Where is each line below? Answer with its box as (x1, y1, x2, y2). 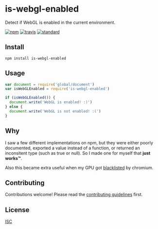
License (5, 206, 30, 214)
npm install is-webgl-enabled (5, 56, 67, 61)
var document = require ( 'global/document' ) (5, 82, 95, 87)
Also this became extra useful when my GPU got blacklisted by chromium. (5, 164, 154, 171)
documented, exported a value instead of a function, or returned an (5, 145, 140, 151)
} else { (5, 105, 23, 109)
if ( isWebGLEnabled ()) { (5, 95, 55, 100)
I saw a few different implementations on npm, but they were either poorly (5, 140, 153, 145)
